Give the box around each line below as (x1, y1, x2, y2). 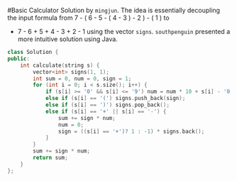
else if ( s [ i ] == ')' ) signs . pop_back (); (45, 102, 170, 109)
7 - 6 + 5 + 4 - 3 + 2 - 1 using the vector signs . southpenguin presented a (17, 28, 231, 35)
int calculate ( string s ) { (20, 62, 100, 69)
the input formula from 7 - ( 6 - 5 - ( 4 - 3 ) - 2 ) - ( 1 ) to (7, 13, 170, 22)
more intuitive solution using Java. (17, 35, 118, 43)
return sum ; (33, 154, 69, 161)
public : (7, 55, 31, 62)
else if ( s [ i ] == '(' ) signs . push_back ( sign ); (45, 95, 186, 102)
